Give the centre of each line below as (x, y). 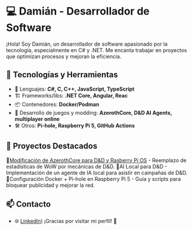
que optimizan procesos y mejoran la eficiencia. (64, 56)
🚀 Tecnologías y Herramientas (62, 75)
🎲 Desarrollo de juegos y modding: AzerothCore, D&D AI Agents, (93, 112)
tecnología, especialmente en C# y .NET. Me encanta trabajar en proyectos (96, 50)
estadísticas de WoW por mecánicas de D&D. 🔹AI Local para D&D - (87, 166)
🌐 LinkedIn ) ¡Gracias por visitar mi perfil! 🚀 (66, 221)
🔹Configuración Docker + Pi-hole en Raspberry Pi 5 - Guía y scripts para (94, 178)
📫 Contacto (28, 204)
